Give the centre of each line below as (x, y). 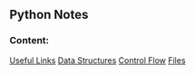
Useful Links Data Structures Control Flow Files (97, 60)
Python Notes (49, 15)
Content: (29, 41)
